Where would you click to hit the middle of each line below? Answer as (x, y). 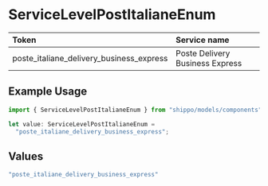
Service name (202, 40)
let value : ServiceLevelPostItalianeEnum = (82, 124)
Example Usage (48, 92)
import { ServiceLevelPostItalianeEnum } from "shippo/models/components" (135, 110)
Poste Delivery (203, 53)
